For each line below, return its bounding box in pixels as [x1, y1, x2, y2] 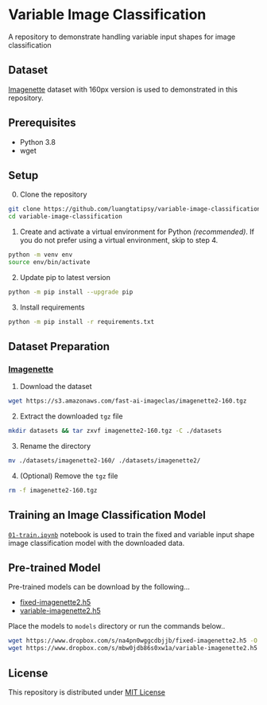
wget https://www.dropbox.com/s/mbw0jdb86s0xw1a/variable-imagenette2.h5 [8, 645, 258, 652]
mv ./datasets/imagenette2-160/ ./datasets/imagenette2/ [8, 457, 201, 465]
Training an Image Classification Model [8, 508, 207, 522]
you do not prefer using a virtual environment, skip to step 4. [19, 236, 219, 245]
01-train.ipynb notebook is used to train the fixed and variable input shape [8, 529, 255, 539]
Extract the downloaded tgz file [19, 411, 123, 421]
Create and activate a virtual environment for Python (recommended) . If [19, 227, 255, 236]
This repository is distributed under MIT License [8, 687, 165, 697]
